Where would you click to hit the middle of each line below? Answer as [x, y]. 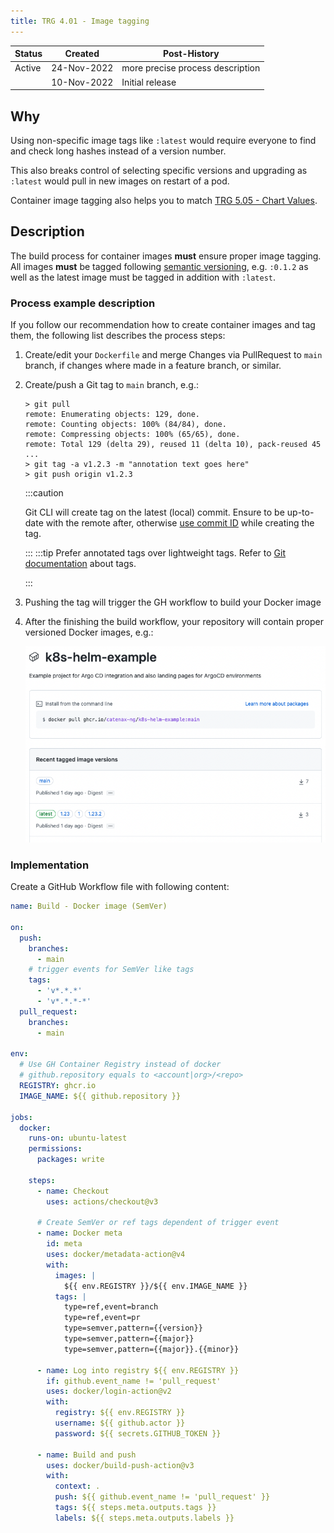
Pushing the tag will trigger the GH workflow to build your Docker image [173, 602]
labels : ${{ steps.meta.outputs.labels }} [144, 1518]
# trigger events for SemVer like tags [111, 970]
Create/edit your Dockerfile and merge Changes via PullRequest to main [173, 355]
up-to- [300, 512]
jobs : [21, 1117]
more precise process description [191, 68]
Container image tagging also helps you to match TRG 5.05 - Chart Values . [164, 200]
